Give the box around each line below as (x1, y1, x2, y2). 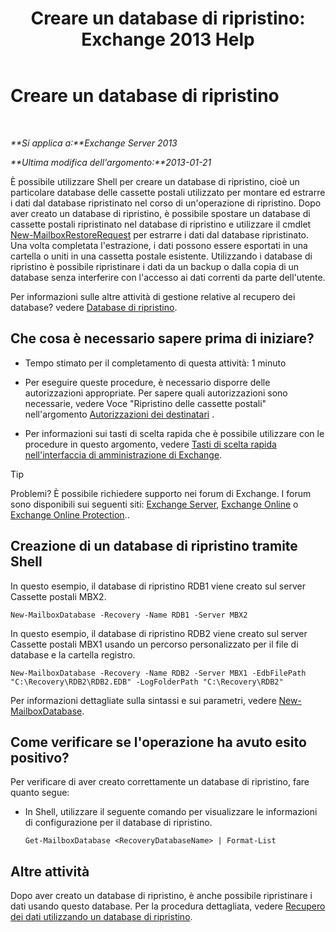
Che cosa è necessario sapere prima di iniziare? (10, 330, 315, 347)
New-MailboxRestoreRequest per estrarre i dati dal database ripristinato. (10, 228, 310, 241)
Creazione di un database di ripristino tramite (10, 538, 298, 555)
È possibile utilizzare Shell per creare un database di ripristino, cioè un (10, 175, 300, 187)
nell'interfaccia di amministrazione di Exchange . (24, 448, 223, 461)
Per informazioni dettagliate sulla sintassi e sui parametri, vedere (10, 694, 277, 706)
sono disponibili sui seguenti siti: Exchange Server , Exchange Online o (10, 498, 299, 510)
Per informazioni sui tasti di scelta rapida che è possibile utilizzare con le (24, 427, 325, 439)
